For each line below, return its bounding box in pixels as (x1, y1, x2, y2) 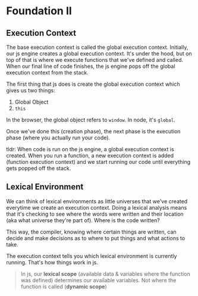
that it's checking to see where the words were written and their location (6, 210, 184, 217)
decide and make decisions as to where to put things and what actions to (6, 234, 186, 242)
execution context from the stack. (6, 69, 89, 76)
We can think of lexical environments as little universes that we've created (6, 198, 188, 205)
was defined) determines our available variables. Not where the (20, 276, 177, 283)
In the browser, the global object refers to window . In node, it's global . (6, 116, 175, 123)
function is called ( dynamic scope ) (20, 283, 107, 290)
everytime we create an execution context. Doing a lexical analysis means (6, 204, 187, 211)
